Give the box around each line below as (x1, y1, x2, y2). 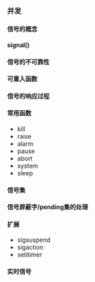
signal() (7, 41, 30, 49)
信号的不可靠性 (7, 58, 50, 66)
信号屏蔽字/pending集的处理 (7, 203, 88, 211)
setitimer (17, 251, 43, 259)
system (17, 161, 39, 170)
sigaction (17, 243, 43, 252)
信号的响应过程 (7, 91, 50, 100)
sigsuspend (17, 236, 50, 244)
